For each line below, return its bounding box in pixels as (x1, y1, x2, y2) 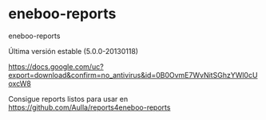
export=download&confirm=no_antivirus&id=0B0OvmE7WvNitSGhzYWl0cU (8, 70, 258, 79)
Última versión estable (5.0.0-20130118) (8, 46, 138, 56)
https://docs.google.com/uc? (8, 61, 104, 72)
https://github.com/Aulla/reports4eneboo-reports (8, 103, 171, 112)
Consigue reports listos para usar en (8, 94, 129, 103)
